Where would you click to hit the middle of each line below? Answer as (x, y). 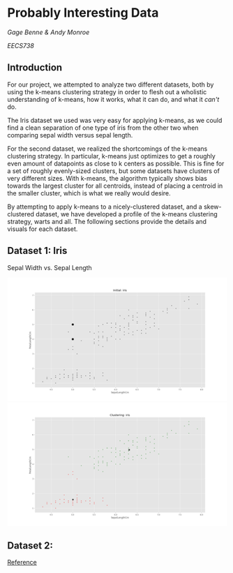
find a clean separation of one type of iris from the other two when (103, 128)
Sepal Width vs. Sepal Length (50, 267)
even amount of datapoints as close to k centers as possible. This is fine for (116, 163)
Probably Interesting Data (83, 13)
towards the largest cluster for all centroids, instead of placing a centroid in (115, 186)
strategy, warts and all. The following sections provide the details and (107, 221)
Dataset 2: (30, 545)
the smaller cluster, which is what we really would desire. (89, 193)
